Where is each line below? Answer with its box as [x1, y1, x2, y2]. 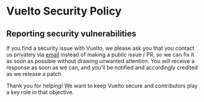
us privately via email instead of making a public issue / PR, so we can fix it [6, 51, 195, 58]
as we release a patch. [6, 70, 63, 77]
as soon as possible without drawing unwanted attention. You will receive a [6, 58, 195, 64]
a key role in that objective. [6, 89, 74, 95]
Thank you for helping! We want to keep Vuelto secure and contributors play [6, 82, 198, 89]
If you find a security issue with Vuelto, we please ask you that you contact [6, 44, 195, 52]
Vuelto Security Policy [6, 4, 122, 18]
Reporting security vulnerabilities [6, 29, 136, 39]
